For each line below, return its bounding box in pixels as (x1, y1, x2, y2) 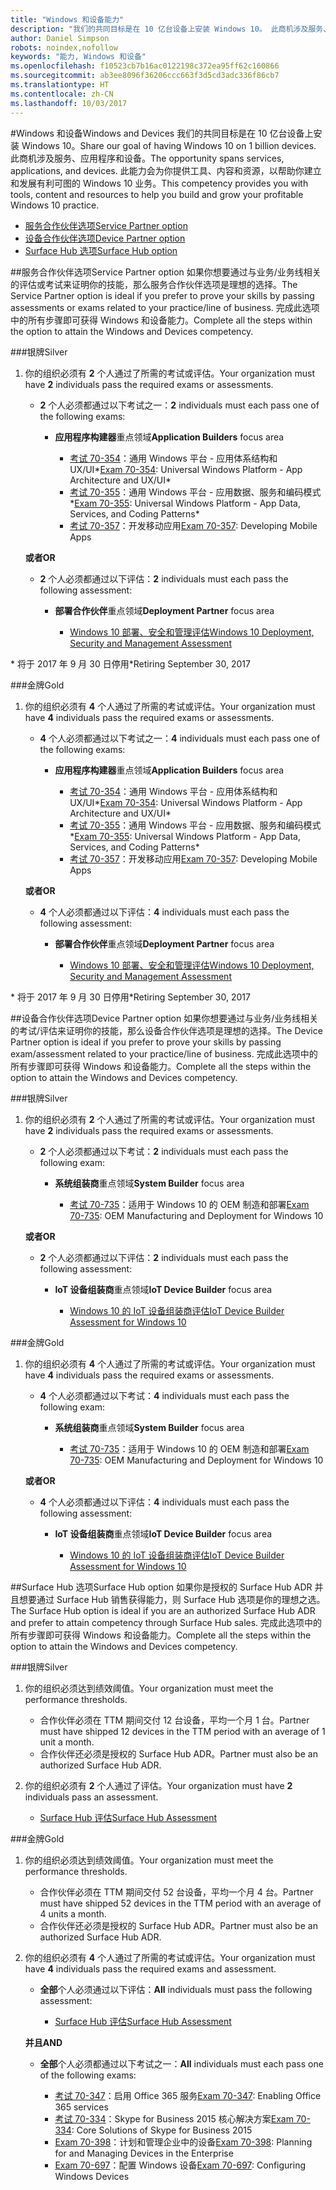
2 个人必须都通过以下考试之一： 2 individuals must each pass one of (39, 399, 320, 411)
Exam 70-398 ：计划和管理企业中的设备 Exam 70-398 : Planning (54, 2136, 313, 2148)
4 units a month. (39, 1907, 107, 1920)
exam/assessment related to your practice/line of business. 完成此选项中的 (10, 1047, 318, 1060)
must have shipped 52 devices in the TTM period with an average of (39, 1897, 322, 1909)
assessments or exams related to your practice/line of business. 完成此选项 (10, 301, 320, 313)
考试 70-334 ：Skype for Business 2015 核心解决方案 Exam (54, 2112, 294, 2125)
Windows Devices (54, 2170, 130, 2182)
